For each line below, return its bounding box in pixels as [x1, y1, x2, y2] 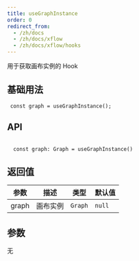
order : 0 [7, 17, 32, 23]
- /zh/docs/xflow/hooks [13, 42, 81, 49]
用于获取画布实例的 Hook [7, 62, 78, 70]
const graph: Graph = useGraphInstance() [13, 145, 134, 152]
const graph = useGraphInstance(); [10, 103, 112, 109]
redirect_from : [7, 23, 51, 30]
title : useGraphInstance [7, 10, 78, 17]
